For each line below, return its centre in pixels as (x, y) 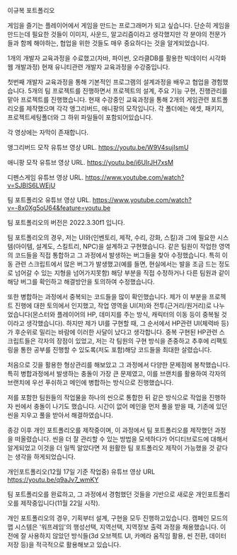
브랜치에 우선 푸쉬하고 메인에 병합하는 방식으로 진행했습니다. (91, 382)
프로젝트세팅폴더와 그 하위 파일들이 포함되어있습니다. (80, 117)
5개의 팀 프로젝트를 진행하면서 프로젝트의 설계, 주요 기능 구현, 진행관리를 (128, 91)
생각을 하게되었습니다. (45, 457)
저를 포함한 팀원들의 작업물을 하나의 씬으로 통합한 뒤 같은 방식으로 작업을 (107, 397)
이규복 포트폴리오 (31, 10)
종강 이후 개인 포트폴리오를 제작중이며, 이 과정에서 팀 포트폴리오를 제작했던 (110, 430)
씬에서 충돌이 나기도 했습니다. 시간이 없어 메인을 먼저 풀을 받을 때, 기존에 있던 (121, 406)
